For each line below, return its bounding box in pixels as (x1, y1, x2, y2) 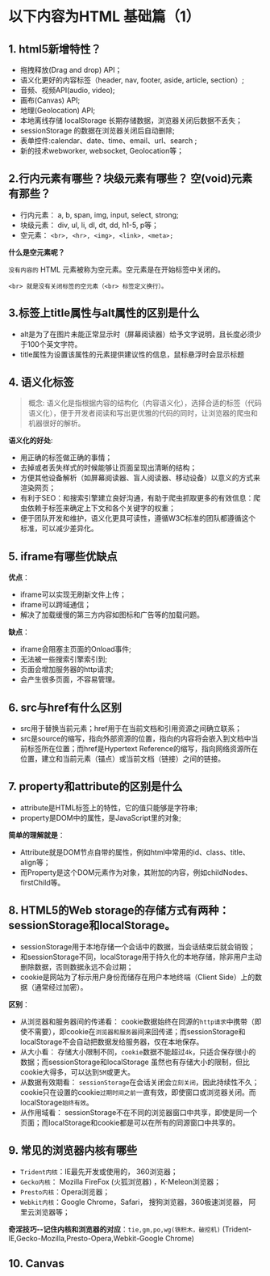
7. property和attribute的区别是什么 (8, 780, 183, 793)
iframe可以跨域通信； (19, 600, 91, 610)
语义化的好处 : (8, 436, 54, 446)
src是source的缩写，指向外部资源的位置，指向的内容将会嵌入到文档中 (19, 733, 251, 744)
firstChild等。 (19, 877, 65, 887)
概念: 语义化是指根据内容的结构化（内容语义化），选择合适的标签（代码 (27, 398, 262, 408)
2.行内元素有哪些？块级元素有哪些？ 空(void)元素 (8, 171, 253, 186)
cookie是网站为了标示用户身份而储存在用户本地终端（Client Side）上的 (19, 972, 255, 982)
